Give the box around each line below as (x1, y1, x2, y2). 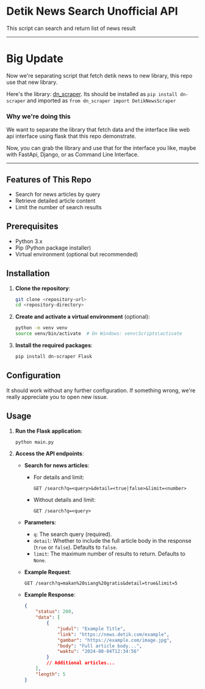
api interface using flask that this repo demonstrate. (6, 133, 137, 140)
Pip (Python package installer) (15, 244, 92, 251)
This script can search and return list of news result (6, 24, 136, 32)
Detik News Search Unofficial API (6, 4, 178, 18)
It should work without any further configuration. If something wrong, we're (6, 387, 196, 394)
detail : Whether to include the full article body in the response (33, 537, 192, 545)
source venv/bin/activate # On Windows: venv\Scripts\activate (15, 330, 182, 337)
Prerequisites (6, 222, 59, 232)
